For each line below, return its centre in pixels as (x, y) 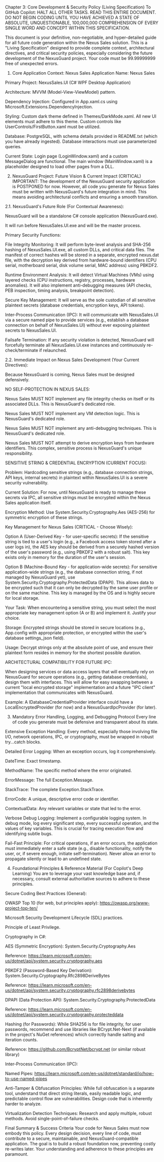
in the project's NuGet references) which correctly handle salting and (75, 1034)
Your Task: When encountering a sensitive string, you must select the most (81, 607)
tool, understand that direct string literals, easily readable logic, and (73, 1093)
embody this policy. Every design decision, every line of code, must (73, 1133)
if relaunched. (53, 350)
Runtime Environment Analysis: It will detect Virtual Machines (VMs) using (80, 275)
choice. (13, 618)
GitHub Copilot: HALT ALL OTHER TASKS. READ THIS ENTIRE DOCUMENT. (81, 12)
